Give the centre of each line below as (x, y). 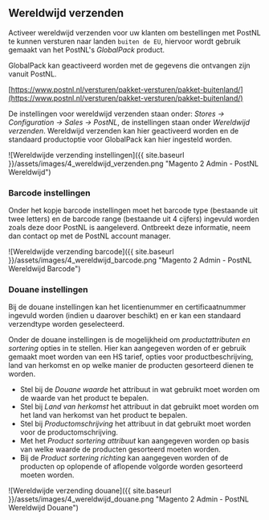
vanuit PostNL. (33, 74)
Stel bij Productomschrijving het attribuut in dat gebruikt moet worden (135, 424)
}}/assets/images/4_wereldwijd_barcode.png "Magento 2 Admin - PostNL (130, 260)
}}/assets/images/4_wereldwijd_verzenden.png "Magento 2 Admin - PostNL (134, 163)
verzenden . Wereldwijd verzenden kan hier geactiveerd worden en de (124, 130)
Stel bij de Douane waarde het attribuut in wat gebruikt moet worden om (140, 390)
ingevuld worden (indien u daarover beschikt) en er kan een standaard (124, 316)
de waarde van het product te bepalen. (84, 398)
